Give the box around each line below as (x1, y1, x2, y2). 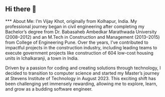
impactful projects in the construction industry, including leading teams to (5, 44, 157, 50)
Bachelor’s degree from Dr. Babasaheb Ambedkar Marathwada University (5, 28, 157, 35)
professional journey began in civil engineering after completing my (5, 23, 144, 29)
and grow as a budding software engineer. (5, 86, 93, 92)
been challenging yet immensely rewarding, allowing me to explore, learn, (5, 81, 157, 87)
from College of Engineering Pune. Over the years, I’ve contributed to (5, 39, 149, 45)
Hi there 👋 (5, 5, 37, 13)
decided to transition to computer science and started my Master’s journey (5, 70, 159, 76)
